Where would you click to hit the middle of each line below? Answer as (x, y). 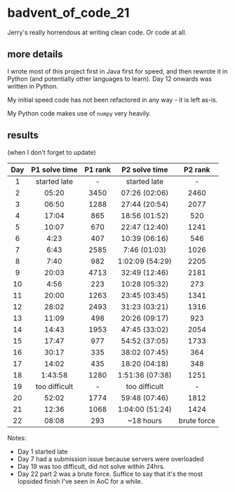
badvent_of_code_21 (68, 13)
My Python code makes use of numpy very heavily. (79, 113)
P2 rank (197, 170)
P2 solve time (145, 170)
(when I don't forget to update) (52, 152)
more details (35, 54)
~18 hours (145, 421)
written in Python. (33, 86)
